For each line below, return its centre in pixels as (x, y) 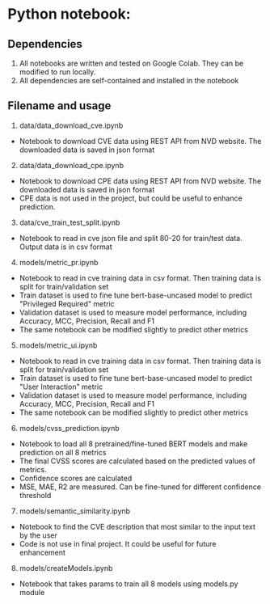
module (32, 592)
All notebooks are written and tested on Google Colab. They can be (131, 63)
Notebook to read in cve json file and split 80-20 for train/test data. (131, 238)
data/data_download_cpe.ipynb (72, 165)
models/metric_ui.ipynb (58, 345)
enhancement (42, 552)
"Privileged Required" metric (67, 303)
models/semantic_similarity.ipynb (75, 511)
